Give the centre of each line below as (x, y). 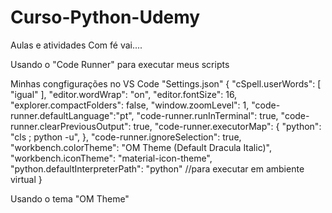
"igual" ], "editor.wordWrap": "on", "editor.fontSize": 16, (124, 94)
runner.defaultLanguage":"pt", (72, 115)
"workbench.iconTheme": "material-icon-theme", (111, 158)
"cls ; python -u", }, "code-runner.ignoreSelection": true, (126, 137)
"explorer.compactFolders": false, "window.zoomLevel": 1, (130, 105)
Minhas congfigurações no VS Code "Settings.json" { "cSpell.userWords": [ (166, 83)
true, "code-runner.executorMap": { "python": (227, 126)
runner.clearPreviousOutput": (71, 126)
